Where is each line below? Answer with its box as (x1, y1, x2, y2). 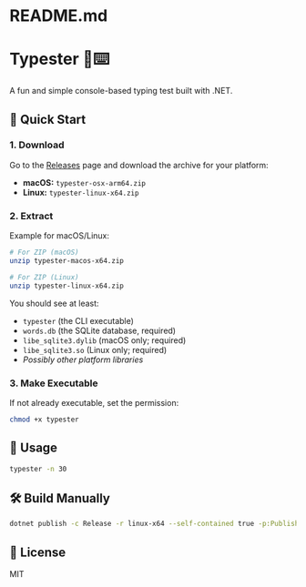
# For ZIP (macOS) (9, 248, 79, 258)
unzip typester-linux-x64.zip (9, 281, 125, 290)
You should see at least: (9, 298, 99, 309)
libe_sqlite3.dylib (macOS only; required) (22, 334, 187, 346)
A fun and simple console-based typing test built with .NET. (9, 86, 233, 96)
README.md (9, 5, 108, 26)
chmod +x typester (9, 415, 79, 424)
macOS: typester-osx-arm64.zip (22, 177, 147, 187)
